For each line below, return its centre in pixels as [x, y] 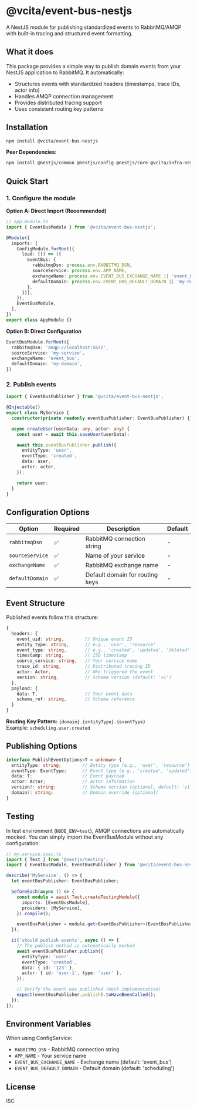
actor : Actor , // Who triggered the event [85, 672]
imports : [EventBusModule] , [56, 902]
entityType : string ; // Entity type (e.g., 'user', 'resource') [101, 765]
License [21, 1087]
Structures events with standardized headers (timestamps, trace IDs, [97, 84]
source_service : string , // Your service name [77, 661]
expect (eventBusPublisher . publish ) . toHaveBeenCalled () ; [86, 995]
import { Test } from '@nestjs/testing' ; [57, 859]
